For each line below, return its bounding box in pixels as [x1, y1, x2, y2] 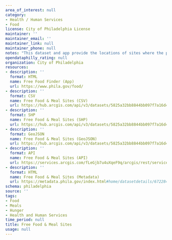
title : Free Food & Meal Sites [5, 222, 72, 227]
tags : [5, 193, 17, 198]
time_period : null [5, 217, 45, 223]
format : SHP [10, 112, 36, 118]
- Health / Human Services [5, 17, 63, 22]
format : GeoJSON [10, 131, 45, 136]
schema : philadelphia [5, 184, 52, 189]
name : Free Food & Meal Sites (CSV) [10, 98, 88, 103]
